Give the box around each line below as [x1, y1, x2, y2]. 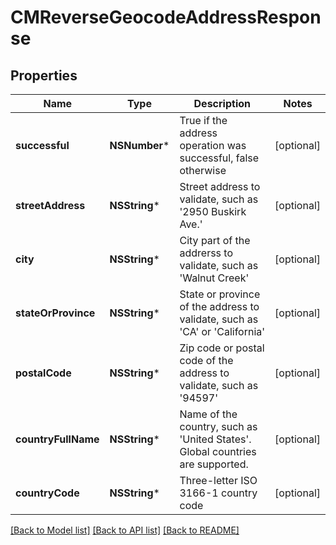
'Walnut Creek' [179, 271, 250, 285]
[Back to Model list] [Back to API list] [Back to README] [10, 524, 240, 536]
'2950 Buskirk [179, 205, 247, 218]
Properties [10, 67, 78, 84]
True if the [179, 114, 228, 127]
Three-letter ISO [179, 474, 258, 487]
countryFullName [15, 432, 100, 446]
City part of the [179, 234, 251, 247]
